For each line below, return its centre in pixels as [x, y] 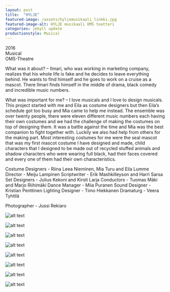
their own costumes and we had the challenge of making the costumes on [82, 121]
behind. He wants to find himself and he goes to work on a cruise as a [78, 79]
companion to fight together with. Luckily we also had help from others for [83, 132]
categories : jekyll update [34, 29]
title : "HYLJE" [22, 15]
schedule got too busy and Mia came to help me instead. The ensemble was [85, 111]
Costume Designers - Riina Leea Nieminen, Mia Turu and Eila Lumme [77, 169]
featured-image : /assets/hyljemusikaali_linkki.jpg [61, 19]
